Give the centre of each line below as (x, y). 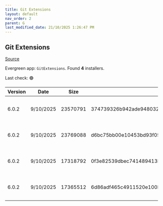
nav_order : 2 (18, 18)
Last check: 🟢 (19, 78)
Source (12, 59)
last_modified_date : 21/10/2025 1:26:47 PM (50, 28)
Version (17, 92)
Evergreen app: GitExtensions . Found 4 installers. (55, 68)
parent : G (15, 23)
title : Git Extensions (28, 9)
